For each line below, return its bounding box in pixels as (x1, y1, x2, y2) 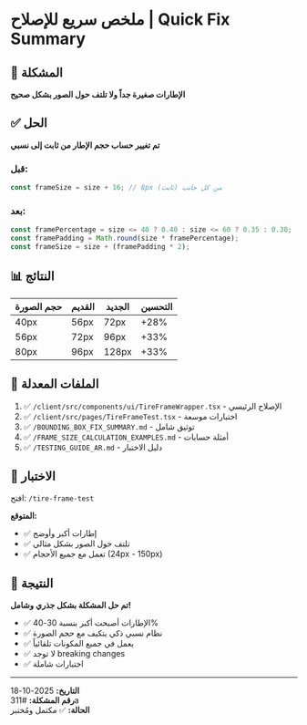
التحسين (140, 300, 173, 313)
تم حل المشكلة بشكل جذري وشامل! (10, 600, 131, 611)
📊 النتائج (10, 269, 55, 285)
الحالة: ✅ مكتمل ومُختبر (10, 705, 90, 716)
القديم (70, 300, 95, 313)
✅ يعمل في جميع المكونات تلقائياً (23, 638, 135, 649)
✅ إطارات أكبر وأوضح (23, 528, 97, 539)
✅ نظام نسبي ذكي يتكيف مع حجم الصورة (23, 627, 163, 638)
